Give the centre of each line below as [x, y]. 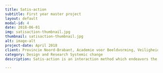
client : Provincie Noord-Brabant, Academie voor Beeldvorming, [70, 50]
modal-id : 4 [17, 23]
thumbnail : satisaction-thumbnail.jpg [44, 37]
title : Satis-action [26, 9]
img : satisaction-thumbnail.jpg [38, 32]
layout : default [21, 18]
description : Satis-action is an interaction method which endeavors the [81, 59]
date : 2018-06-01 [23, 28]
